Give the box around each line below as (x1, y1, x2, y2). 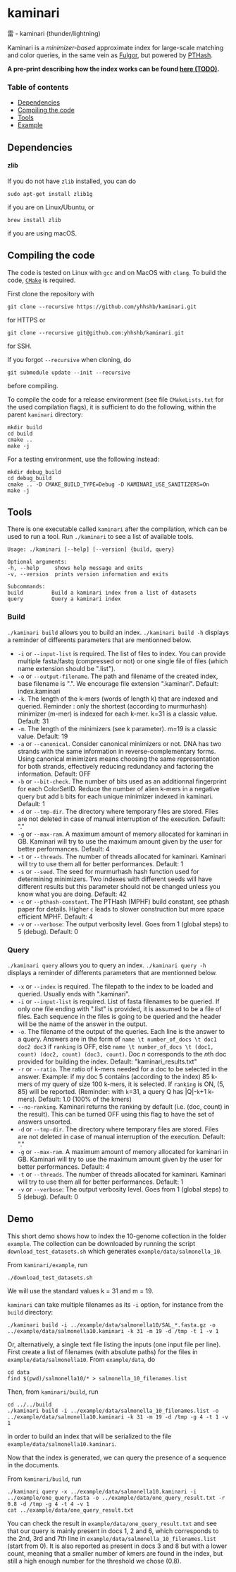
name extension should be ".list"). (17, 664, 116, 673)
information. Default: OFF (17, 769, 92, 778)
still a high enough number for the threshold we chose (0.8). (7, 1556, 182, 1565)
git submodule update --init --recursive (7, 369, 131, 376)
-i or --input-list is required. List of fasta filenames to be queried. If (17, 997, 220, 1006)
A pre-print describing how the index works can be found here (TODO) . (7, 64, 220, 73)
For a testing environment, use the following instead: (7, 455, 160, 463)
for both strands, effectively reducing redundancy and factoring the (17, 762, 213, 770)
